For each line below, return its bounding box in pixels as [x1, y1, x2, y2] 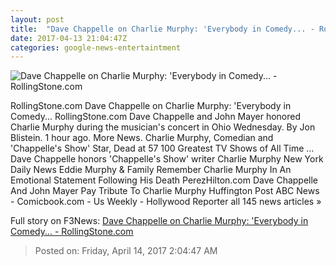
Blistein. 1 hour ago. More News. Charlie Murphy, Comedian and [10, 132, 274, 144]
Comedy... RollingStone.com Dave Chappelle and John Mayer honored [10, 111, 301, 123]
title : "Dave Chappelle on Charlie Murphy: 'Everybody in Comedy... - [10, 24, 315, 34]
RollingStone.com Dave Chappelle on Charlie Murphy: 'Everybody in [10, 100, 292, 112]
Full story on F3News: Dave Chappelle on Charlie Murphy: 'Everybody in [10, 215, 309, 227]
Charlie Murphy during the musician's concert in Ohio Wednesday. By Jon [10, 121, 316, 133]
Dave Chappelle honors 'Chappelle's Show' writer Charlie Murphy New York [10, 153, 324, 165]
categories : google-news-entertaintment [10, 42, 182, 53]
